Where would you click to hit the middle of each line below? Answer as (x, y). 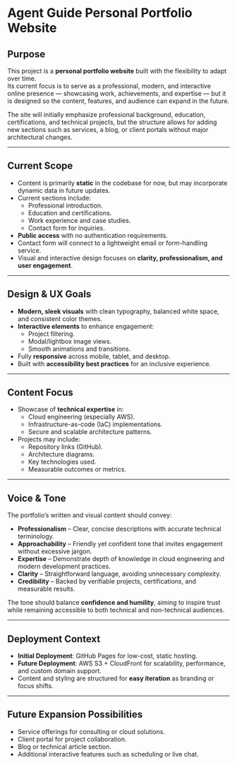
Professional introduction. (66, 205)
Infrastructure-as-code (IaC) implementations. (95, 424)
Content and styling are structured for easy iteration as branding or (116, 678)
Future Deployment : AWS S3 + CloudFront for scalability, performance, (121, 663)
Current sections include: (54, 198)
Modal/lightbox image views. (70, 341)
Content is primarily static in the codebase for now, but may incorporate (122, 183)
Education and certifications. (70, 212)
